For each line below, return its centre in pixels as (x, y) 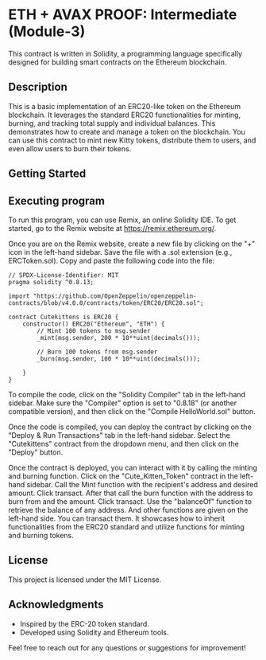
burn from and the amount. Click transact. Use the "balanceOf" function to (130, 501)
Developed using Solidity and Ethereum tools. (94, 632)
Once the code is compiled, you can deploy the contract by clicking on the (130, 427)
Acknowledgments (56, 605)
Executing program (57, 201)
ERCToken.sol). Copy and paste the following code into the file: (112, 260)
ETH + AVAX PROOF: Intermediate (123, 15)
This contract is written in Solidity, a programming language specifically (125, 53)
